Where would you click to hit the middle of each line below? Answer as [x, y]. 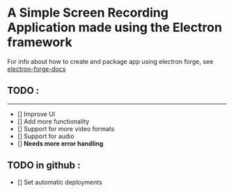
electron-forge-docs [37, 69]
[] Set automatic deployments [60, 182]
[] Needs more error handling [60, 143]
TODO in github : [44, 166]
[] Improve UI [36, 114]
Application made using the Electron [115, 27]
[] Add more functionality [53, 121]
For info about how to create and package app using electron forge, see [110, 61]
